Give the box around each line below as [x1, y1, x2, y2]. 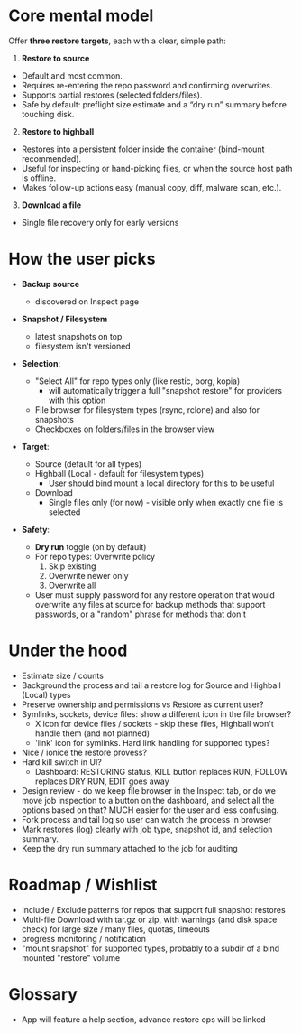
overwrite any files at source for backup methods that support [34, 599, 266, 610]
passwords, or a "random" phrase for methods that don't [34, 609, 247, 619]
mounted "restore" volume [21, 952, 121, 963]
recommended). [21, 153, 82, 163]
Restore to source [21, 52, 90, 63]
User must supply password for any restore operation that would [34, 589, 276, 601]
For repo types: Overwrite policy [34, 551, 155, 562]
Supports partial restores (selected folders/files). [21, 89, 204, 100]
